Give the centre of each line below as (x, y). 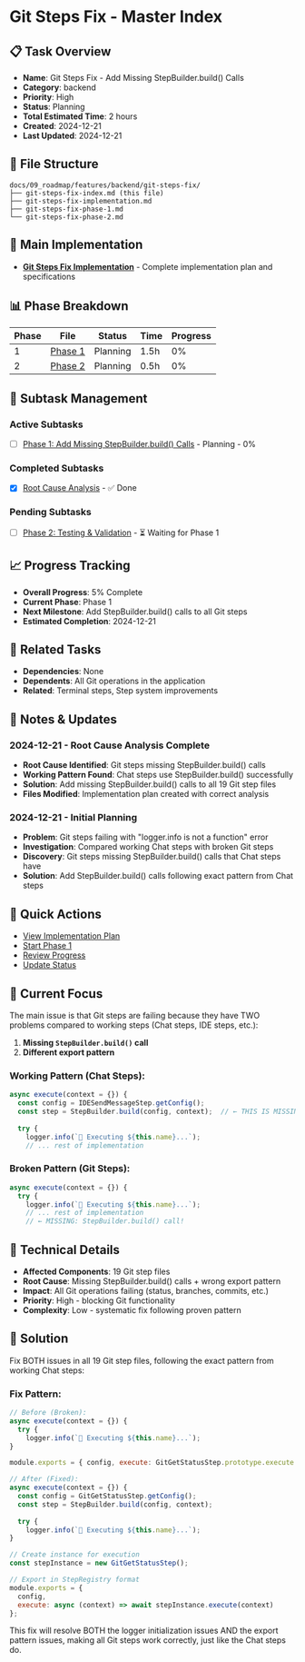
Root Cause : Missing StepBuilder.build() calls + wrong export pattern (152, 1281)
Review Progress (54, 955)
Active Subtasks (46, 424)
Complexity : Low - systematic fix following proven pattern (132, 1309)
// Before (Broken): (49, 1413)
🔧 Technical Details (65, 1250)
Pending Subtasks (51, 513)
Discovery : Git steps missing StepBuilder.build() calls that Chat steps (152, 857)
